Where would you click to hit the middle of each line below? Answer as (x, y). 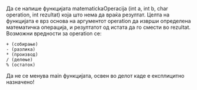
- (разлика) (21, 49)
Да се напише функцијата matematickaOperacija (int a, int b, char (87, 9)
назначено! (20, 82)
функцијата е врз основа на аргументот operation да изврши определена (98, 21)
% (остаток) (21, 65)
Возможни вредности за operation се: (54, 34)
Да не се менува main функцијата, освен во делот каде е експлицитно (95, 76)
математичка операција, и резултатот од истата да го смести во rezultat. (98, 27)
